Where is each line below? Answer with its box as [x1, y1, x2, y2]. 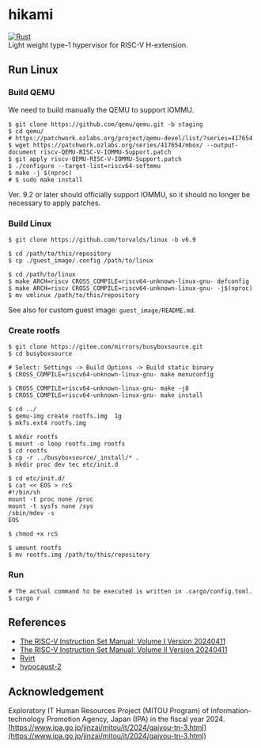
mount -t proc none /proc [8, 495, 93, 504]
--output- [206, 141, 239, 149]
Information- [210, 706, 252, 716]
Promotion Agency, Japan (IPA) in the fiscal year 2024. [46, 715, 225, 724]
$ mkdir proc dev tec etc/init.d [8, 461, 119, 469]
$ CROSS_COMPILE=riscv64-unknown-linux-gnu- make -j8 [8, 384, 190, 393]
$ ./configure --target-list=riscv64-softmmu [8, 162, 161, 170]
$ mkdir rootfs [8, 433, 59, 441]
